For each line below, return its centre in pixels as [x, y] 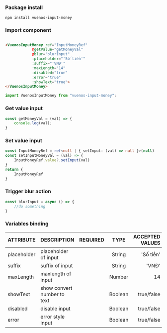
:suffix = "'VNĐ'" [48, 64]
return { [14, 169]
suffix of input [57, 265]
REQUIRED [92, 239]
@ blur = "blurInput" [51, 54]
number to [52, 294]
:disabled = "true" [50, 73]
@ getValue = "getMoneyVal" [57, 50]
